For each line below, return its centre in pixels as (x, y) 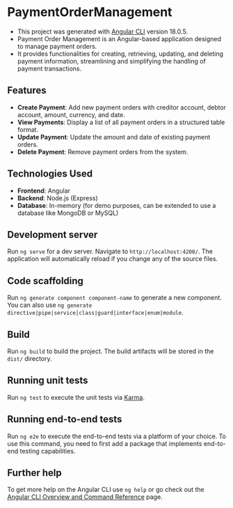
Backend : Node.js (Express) (58, 198)
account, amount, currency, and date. (71, 114)
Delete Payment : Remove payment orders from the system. (103, 151)
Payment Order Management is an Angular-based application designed (119, 38)
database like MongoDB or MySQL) (68, 213)
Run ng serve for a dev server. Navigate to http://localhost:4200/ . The (110, 251)
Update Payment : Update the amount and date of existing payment (114, 137)
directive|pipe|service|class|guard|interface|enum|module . (95, 313)
